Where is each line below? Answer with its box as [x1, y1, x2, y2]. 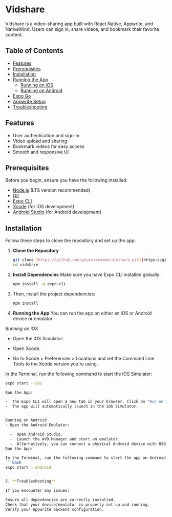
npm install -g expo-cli [12, 281, 66, 286]
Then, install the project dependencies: [12, 290, 96, 297]
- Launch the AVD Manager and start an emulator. [10, 436, 120, 441]
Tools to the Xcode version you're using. [12, 361, 98, 367]
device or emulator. [12, 315, 54, 322]
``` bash [5, 460, 22, 466]
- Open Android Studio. [10, 432, 63, 437]
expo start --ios [5, 380, 42, 386]
